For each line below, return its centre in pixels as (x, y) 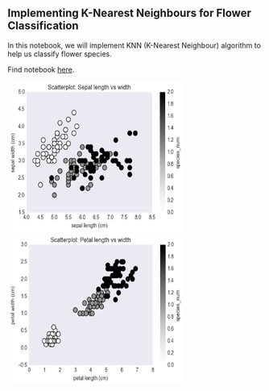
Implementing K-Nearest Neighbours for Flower (129, 13)
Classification (43, 26)
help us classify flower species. (60, 54)
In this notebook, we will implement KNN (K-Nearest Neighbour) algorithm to (134, 45)
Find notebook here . (41, 69)
